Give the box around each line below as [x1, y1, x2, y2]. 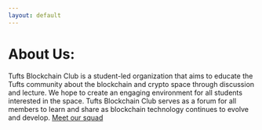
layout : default [8, 11, 61, 20]
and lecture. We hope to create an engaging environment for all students [8, 88, 243, 97]
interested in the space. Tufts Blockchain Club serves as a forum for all [8, 96, 237, 106]
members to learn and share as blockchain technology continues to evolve [8, 104, 249, 114]
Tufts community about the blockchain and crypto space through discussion [8, 79, 255, 88]
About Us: [8, 45, 75, 63]
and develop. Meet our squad [8, 113, 104, 122]
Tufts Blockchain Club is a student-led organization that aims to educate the [8, 71, 253, 81]
